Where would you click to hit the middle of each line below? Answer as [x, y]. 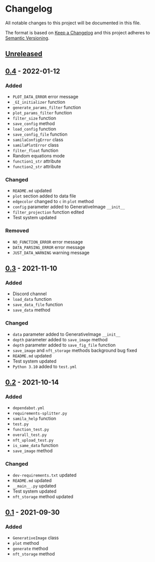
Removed [17, 231]
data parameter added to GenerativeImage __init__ [66, 334]
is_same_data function [36, 446]
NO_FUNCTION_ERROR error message [48, 242]
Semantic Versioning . [27, 38]
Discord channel [30, 294]
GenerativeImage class [36, 538]
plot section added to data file [44, 196]
